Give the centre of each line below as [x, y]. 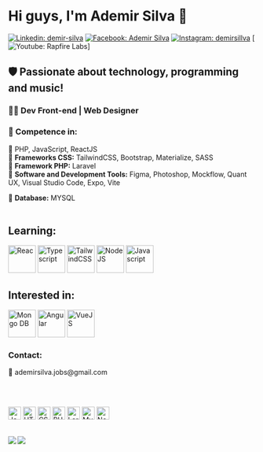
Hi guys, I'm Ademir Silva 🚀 [98, 16]
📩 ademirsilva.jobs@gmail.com [58, 372]
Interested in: [42, 295]
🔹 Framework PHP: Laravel [52, 165]
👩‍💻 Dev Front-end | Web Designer [73, 111]
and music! [36, 89]
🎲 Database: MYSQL [42, 198]
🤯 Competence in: [43, 132]
